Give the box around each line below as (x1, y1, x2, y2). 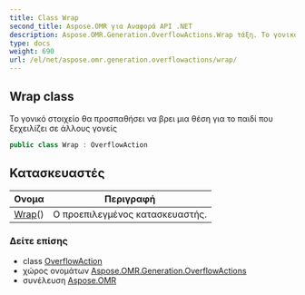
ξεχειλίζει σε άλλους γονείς (9, 123, 118, 133)
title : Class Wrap (9, 13, 79, 23)
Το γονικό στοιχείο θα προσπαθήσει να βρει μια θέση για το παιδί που (9, 113, 274, 123)
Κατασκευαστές (9, 165, 105, 182)
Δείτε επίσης (9, 235, 68, 248)
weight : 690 (9, 47, 54, 56)
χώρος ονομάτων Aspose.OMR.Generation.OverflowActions (22, 265, 247, 276)
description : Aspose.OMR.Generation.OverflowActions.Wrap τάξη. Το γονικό (9, 30, 299, 39)
